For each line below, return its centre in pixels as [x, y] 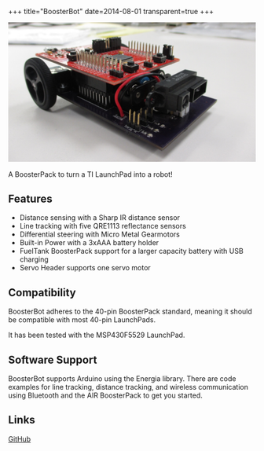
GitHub [20, 438]
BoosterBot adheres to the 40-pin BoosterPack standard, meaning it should [130, 312]
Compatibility [42, 293]
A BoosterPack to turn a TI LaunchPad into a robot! [90, 174]
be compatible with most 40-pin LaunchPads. [82, 320]
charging [34, 259]
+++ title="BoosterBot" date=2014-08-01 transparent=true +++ [111, 11]
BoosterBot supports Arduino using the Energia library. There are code [122, 378]
